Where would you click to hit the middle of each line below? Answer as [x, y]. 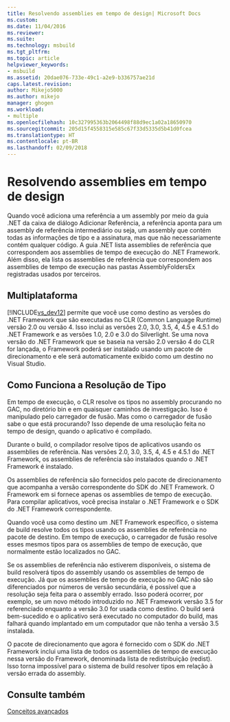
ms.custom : [23, 20]
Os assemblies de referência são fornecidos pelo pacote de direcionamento [114, 480]
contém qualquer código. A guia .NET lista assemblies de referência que [109, 244]
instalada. [21, 630]
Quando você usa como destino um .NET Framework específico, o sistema [113, 522]
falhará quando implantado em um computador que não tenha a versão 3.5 [113, 623]
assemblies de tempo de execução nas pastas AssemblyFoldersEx [101, 266]
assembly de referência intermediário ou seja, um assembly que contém [109, 230]
